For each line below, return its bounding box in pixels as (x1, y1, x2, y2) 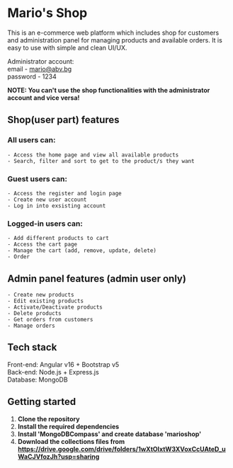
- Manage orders (7, 322, 55, 330)
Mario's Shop (7, 5, 88, 21)
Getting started (7, 396, 76, 408)
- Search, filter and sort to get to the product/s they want (7, 157, 195, 164)
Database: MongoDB (7, 375, 69, 384)
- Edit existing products (7, 297, 84, 305)
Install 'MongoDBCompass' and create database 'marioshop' (17, 430, 202, 438)
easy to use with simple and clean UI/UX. (7, 43, 127, 52)
